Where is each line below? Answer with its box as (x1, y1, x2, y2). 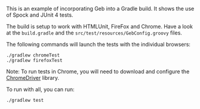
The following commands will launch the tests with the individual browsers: (6, 41, 191, 48)
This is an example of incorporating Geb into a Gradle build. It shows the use (6, 5, 195, 12)
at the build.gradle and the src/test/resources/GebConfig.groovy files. (6, 29, 182, 36)
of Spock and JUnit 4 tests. (6, 11, 73, 18)
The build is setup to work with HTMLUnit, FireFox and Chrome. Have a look (6, 23, 193, 30)
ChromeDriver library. (6, 74, 60, 81)
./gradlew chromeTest (6, 52, 60, 58)
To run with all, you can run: (6, 86, 75, 93)
